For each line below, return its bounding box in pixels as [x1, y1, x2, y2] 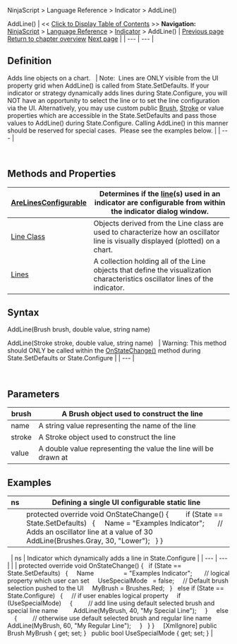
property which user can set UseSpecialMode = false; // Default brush [7, 576, 229, 585]
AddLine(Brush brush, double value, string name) [7, 325, 150, 334]
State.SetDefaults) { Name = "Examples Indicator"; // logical [7, 569, 230, 578]
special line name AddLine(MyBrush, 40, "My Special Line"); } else [7, 607, 229, 615]
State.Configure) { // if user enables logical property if [7, 592, 181, 600]
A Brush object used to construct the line [61, 409, 203, 419]
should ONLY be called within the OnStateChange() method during [7, 346, 201, 355]
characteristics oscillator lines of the [93, 274, 214, 284]
